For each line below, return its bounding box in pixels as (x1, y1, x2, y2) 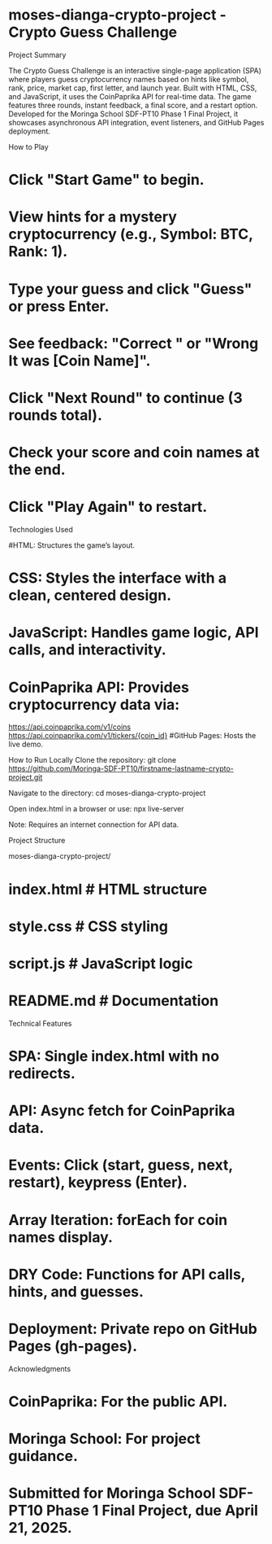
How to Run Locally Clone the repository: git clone (8, 755, 177, 765)
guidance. (8, 1447, 79, 1466)
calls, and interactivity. (8, 641, 166, 659)
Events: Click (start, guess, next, (8, 1156, 233, 1174)
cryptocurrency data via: (8, 695, 180, 714)
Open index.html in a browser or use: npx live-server (8, 804, 184, 814)
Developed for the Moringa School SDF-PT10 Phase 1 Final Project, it (8, 108, 238, 119)
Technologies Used (8, 525, 73, 534)
